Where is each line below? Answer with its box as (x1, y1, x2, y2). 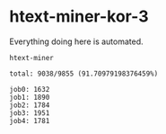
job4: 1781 (9, 116, 50, 125)
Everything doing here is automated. (9, 36, 144, 47)
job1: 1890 (9, 93, 50, 102)
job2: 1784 (9, 101, 50, 110)
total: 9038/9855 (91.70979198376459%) (9, 69, 159, 78)
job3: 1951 (9, 108, 50, 118)
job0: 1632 (9, 85, 50, 94)
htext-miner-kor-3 (9, 6, 149, 27)
